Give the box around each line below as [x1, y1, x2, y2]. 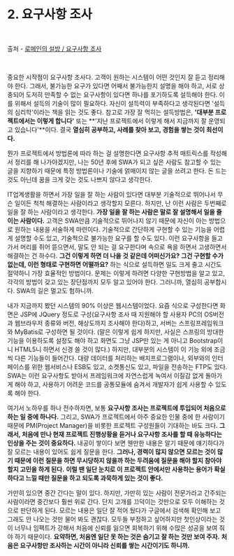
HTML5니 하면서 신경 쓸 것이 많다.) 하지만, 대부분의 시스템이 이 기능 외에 [14, 345, 213, 354]
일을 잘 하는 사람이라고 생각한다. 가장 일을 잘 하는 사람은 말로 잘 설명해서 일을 [7, 207, 215, 216]
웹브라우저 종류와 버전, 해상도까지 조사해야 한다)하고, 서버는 [14, 319, 177, 327]
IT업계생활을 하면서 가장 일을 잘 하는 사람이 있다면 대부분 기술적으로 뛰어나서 [7, 190, 217, 198]
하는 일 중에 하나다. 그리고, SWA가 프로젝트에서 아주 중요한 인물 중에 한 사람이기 [7, 412, 225, 421]
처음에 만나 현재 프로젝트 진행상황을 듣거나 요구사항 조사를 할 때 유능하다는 [22, 430, 222, 438]
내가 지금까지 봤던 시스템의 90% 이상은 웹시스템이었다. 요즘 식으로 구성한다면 [7, 301, 219, 310]
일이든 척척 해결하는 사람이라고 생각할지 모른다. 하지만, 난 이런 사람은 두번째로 [14, 199, 227, 207]
